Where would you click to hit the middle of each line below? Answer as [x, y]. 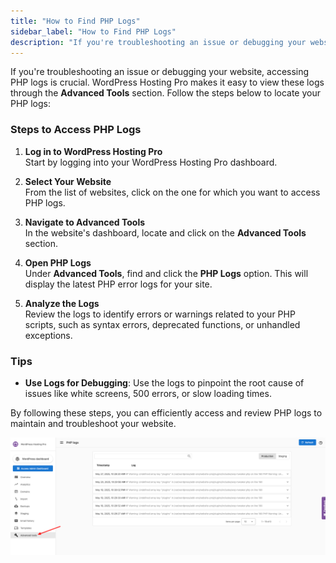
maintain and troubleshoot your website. [93, 423]
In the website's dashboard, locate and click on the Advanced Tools [165, 232]
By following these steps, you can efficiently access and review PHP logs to [166, 412]
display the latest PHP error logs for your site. [118, 284]
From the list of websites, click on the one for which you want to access [172, 192]
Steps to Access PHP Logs [76, 130]
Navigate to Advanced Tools [85, 222]
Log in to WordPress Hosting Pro [93, 151]
